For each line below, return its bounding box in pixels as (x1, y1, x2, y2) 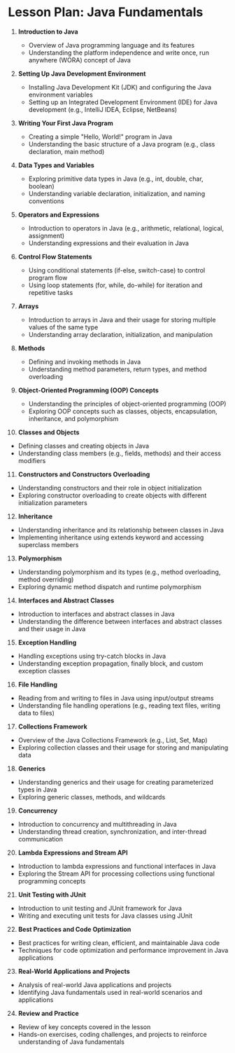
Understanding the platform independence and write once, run (28, 48, 209, 57)
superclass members (17, 540, 79, 549)
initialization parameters (17, 498, 88, 507)
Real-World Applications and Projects (17, 967, 130, 975)
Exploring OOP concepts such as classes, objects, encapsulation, (28, 407, 218, 415)
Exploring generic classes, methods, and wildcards (17, 792, 166, 801)
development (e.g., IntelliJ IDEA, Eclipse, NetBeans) (28, 105, 178, 113)
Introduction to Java (17, 27, 79, 36)
